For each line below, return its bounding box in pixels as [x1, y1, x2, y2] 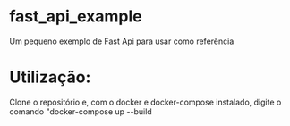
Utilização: [9, 67, 91, 88]
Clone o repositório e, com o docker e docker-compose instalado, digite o [9, 97, 282, 107]
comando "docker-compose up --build [9, 105, 152, 117]
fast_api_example [9, 6, 142, 27]
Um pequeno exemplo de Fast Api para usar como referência [9, 36, 235, 46]
